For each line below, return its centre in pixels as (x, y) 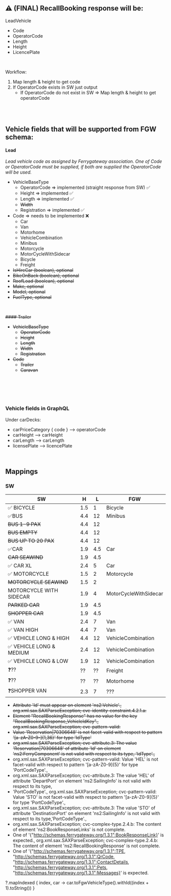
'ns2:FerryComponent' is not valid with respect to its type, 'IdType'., (84, 754)
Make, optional (28, 287)
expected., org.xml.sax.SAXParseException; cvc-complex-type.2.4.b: (85, 841)
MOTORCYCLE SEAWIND (38, 582)
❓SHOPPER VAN (27, 691)
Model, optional (29, 292)
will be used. (19, 172)
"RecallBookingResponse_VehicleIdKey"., (56, 721)
